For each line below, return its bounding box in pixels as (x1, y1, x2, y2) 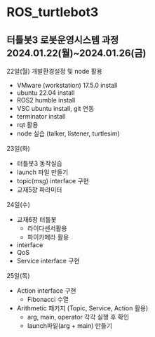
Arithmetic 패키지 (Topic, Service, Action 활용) (16, 304, 149, 312)
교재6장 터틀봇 (16, 216, 57, 223)
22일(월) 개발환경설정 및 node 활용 (6, 67, 103, 75)
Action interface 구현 (16, 286, 76, 295)
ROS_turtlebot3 (6, 4, 99, 20)
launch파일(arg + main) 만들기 (27, 322, 113, 330)
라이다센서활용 (27, 224, 67, 232)
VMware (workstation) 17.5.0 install (16, 81, 118, 89)
